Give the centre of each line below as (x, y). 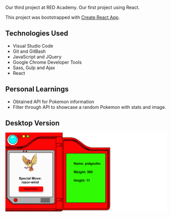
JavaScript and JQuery (37, 56)
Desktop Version (33, 123)
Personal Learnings (37, 89)
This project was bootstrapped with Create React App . (63, 17)
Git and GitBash (29, 51)
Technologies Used (37, 34)
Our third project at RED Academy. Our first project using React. (72, 7)
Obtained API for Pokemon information (54, 102)
